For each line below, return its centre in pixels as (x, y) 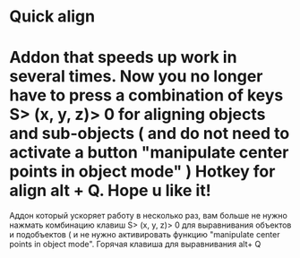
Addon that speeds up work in (123, 58)
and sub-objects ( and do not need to (150, 134)
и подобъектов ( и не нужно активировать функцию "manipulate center (145, 235)
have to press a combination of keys (146, 95)
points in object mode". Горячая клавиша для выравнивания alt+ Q (135, 245)
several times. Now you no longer (136, 77)
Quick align (52, 17)
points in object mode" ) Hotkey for (142, 172)
